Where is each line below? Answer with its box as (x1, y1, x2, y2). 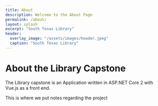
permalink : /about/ (5, 17, 47, 22)
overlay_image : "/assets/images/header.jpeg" (10, 36, 109, 41)
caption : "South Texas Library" (10, 41, 79, 46)
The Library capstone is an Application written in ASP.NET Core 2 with (5, 79, 153, 86)
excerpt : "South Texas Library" (5, 26, 74, 32)
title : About (5, 7, 33, 13)
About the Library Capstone (5, 62, 126, 74)
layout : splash (5, 21, 38, 27)
